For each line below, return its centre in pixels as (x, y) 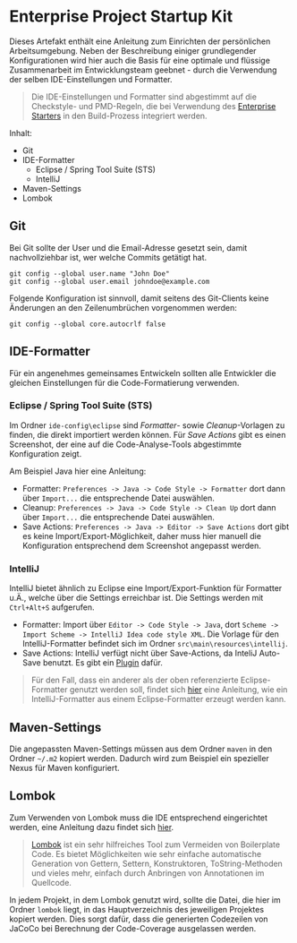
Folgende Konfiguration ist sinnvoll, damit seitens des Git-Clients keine (139, 298)
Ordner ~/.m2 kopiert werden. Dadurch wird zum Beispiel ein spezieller (140, 758)
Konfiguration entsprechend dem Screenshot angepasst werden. (142, 545)
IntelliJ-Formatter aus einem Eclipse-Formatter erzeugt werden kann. (158, 699)
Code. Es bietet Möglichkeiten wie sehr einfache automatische (146, 853)
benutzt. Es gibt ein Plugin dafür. (103, 663)
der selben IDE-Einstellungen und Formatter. (91, 79)
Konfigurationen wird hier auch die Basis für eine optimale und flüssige (140, 60)
